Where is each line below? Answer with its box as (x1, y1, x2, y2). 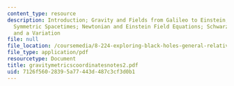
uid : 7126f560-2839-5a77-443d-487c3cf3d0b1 (7, 68, 136, 75)
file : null (7, 36, 39, 43)
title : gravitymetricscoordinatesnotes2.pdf (7, 62, 139, 69)
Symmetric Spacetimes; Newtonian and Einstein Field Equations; (13, 23, 204, 30)
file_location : (7, 42, 52, 49)
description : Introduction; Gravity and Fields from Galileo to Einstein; (7, 17, 229, 24)
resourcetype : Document (7, 55, 77, 62)
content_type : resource (7, 10, 77, 17)
